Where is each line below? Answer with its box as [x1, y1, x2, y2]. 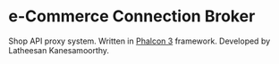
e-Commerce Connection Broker [8, 6, 256, 27]
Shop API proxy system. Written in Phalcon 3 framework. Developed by [8, 36, 271, 46]
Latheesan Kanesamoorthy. [8, 44, 109, 55]
